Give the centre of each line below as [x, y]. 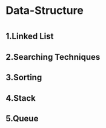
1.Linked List [30, 37]
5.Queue [22, 118]
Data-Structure [45, 11]
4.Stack [21, 98]
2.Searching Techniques [53, 57]
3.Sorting [24, 78]
